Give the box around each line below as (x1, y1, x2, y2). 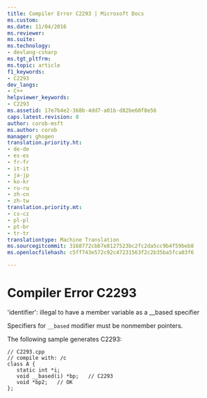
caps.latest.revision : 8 (7, 113, 79, 120)
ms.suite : (7, 36, 36, 43)
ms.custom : (7, 17, 39, 24)
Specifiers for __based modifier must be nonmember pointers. (7, 321, 183, 330)
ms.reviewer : (7, 29, 45, 37)
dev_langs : (7, 81, 39, 88)
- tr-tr (7, 230, 30, 237)
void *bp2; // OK (16, 379, 73, 385)
